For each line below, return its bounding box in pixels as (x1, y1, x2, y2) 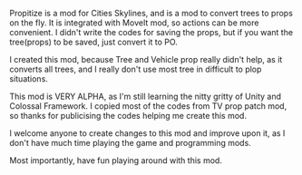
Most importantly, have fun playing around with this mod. (9, 155, 222, 166)
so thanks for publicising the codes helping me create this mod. (9, 111, 248, 121)
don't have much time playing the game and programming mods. (9, 138, 251, 148)
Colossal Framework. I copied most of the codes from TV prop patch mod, (9, 101, 287, 112)
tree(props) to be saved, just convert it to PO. (9, 36, 179, 47)
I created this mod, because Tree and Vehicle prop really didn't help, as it (9, 54, 283, 64)
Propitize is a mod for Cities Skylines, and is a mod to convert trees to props (9, 8, 293, 18)
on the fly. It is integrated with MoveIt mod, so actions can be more (9, 17, 259, 28)
